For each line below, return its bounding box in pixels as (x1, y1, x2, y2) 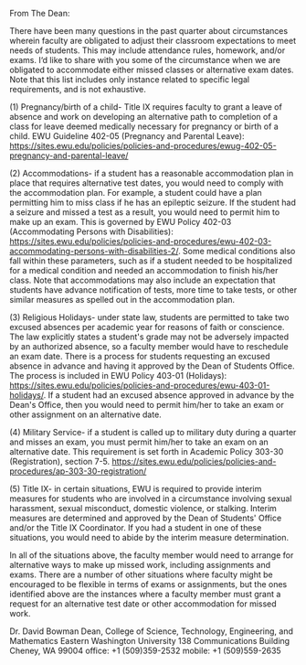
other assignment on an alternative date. (9, 409, 162, 420)
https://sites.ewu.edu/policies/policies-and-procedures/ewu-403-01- (9, 380, 270, 391)
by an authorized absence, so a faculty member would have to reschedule (9, 341, 290, 351)
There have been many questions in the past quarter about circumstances (9, 26, 289, 36)
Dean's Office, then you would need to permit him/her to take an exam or (9, 400, 285, 410)
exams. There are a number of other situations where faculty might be (9, 569, 273, 580)
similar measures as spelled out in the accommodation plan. (9, 295, 236, 305)
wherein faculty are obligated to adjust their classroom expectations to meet (9, 36, 297, 46)
